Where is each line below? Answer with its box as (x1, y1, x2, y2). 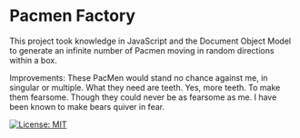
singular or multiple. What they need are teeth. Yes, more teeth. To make (9, 82, 281, 93)
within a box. (9, 54, 57, 65)
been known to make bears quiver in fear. (9, 101, 165, 112)
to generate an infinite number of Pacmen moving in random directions (9, 44, 275, 55)
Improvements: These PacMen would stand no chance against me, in (9, 72, 268, 83)
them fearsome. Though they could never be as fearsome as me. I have (9, 92, 277, 103)
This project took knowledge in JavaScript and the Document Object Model (9, 35, 292, 46)
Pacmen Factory (9, 5, 136, 26)
